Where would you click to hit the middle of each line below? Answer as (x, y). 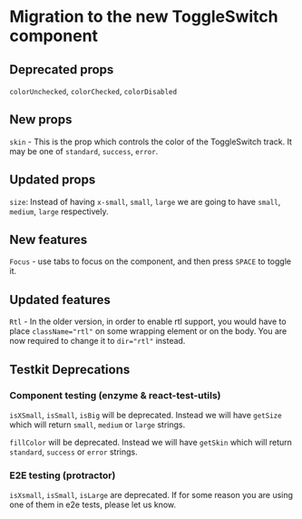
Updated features (60, 300)
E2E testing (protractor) (63, 475)
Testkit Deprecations (70, 369)
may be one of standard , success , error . (84, 151)
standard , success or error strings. (73, 452)
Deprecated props (62, 69)
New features (49, 240)
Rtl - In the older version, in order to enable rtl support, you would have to (148, 322)
